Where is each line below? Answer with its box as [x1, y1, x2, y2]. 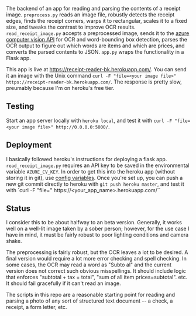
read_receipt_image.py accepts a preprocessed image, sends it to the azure [6, 30, 190, 37]
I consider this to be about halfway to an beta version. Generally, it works [6, 219, 183, 226]
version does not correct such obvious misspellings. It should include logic [6, 268, 186, 275]
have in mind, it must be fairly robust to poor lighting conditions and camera [6, 231, 189, 238]
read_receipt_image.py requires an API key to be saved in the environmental [6, 162, 190, 169]
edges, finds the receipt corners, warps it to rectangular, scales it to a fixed [6, 18, 187, 24]
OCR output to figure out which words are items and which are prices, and [6, 42, 185, 49]
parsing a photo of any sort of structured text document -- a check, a [6, 297, 173, 304]
